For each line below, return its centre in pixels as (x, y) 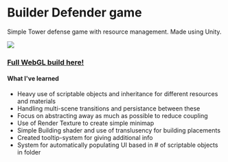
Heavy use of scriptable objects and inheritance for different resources (117, 94)
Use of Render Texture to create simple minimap (85, 123)
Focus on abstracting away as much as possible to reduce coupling (112, 116)
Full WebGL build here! (46, 62)
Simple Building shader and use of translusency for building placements (119, 130)
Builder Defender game (75, 13)
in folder (29, 152)
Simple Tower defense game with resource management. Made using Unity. (114, 32)
